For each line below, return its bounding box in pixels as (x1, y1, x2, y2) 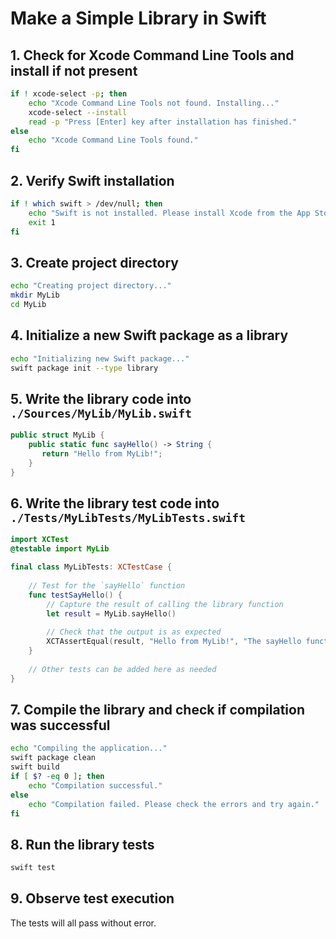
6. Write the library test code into (10, 495, 220, 512)
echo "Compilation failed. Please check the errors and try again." (28, 799, 320, 809)
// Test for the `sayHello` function (28, 580, 186, 591)
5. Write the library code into (10, 390, 192, 407)
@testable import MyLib (10, 544, 110, 554)
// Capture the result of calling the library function (46, 599, 284, 609)
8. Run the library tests (10, 836, 155, 853)
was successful (10, 717, 111, 734)
